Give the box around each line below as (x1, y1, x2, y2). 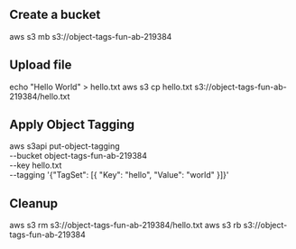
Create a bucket (9, 7, 101, 23)
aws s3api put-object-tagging (9, 141, 120, 152)
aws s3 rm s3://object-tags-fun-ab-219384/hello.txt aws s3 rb (9, 220, 242, 231)
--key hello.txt (9, 160, 62, 171)
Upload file (9, 58, 72, 73)
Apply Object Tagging (9, 117, 135, 133)
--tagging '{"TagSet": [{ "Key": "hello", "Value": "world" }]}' (9, 170, 229, 180)
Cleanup (9, 196, 59, 211)
